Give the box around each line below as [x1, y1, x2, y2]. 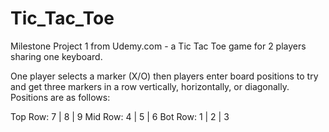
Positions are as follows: [10, 91, 111, 103]
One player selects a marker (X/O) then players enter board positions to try [10, 70, 319, 82]
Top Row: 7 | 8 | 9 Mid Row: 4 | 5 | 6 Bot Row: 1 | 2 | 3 [10, 110, 230, 122]
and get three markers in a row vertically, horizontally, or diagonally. [10, 80, 290, 92]
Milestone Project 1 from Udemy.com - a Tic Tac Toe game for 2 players [10, 40, 307, 52]
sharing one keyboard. [10, 50, 103, 62]
